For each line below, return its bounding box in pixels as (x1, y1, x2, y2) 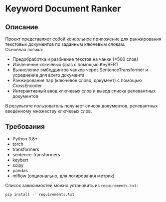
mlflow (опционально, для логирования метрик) (12, 173, 115, 179)
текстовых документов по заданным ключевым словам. (5, 41, 126, 47)
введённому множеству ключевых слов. (5, 108, 92, 114)
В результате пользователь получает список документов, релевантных (5, 103, 158, 108)
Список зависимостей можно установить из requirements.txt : (5, 182, 138, 188)
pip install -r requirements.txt (5, 192, 75, 197)
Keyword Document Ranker (5, 3, 121, 14)
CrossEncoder (12, 83, 42, 89)
